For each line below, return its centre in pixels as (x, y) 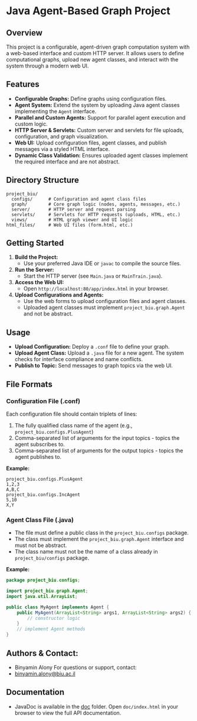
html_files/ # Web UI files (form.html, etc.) (70, 225)
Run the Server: (34, 270)
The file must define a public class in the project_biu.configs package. (101, 533)
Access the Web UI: (39, 282)
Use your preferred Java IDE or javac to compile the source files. (102, 263)
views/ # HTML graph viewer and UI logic (72, 220)
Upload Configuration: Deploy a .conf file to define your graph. (92, 347)
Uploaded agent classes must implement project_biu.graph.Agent (104, 308)
